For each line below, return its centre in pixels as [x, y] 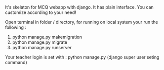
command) [16, 62]
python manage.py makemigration [47, 37]
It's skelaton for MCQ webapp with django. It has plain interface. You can [80, 7]
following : [16, 27]
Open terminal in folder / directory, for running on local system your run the [82, 22]
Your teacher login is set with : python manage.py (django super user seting [82, 57]
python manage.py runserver [42, 47]
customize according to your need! [41, 12]
